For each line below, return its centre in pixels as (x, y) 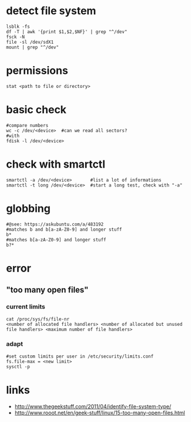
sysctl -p (18, 367)
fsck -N (16, 37)
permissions (37, 71)
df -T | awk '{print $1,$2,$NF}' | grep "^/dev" (67, 32)
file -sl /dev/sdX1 (30, 42)
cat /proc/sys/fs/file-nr (38, 319)
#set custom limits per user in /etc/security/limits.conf (80, 356)
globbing (29, 208)
